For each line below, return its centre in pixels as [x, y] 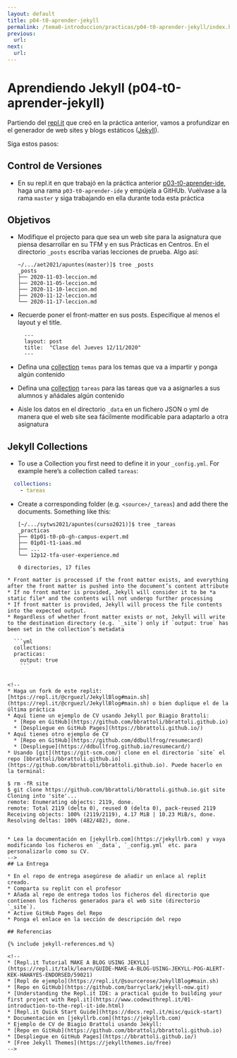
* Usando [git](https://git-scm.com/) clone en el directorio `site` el [116, 753]
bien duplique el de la [194, 703]
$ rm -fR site [28, 784]
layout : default [31, 14]
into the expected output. [47, 611]
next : [15, 47]
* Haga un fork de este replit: [55, 691]
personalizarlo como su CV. [49, 851]
